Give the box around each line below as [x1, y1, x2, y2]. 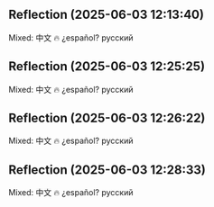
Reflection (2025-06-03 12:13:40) [8, 7, 205, 22]
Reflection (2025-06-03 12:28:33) [8, 162, 207, 177]
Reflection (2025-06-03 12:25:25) [8, 58, 205, 75]
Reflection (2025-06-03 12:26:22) [8, 111, 206, 126]
